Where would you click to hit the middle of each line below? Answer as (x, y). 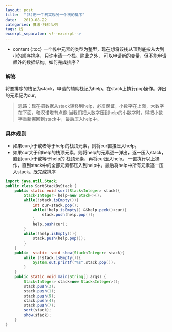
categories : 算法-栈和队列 (32, 24)
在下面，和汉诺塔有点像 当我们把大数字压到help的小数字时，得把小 (88, 113)
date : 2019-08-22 (26, 20)
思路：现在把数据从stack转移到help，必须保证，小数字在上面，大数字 (91, 106)
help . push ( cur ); (50, 224)
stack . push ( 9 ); (40, 296)
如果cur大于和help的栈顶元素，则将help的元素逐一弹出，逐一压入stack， (89, 152)
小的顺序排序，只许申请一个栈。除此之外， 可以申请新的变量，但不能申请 (90, 56)
